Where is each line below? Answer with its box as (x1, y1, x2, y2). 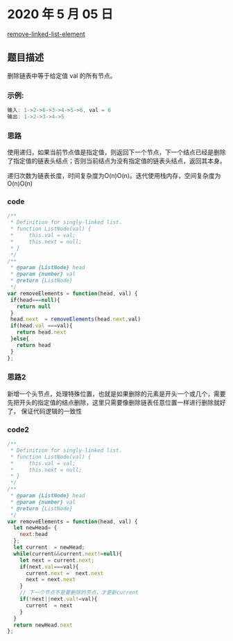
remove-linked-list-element (7, 29, 85, 38)
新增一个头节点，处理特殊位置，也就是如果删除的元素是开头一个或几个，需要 (7, 389, 226, 398)
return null (16, 303, 51, 310)
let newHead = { (13, 524, 58, 532)
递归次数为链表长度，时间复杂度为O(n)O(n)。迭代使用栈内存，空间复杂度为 (7, 172, 221, 180)
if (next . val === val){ (19, 563, 79, 570)
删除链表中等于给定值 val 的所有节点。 (7, 71, 116, 80)
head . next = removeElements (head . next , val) (10, 316, 141, 323)
